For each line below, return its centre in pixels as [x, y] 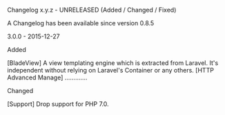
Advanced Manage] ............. [47, 77]
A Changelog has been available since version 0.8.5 [81, 23]
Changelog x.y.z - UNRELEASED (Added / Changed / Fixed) [92, 10]
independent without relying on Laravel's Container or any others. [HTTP [110, 70]
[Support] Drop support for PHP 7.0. [58, 104]
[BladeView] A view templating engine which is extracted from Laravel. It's [113, 63]
